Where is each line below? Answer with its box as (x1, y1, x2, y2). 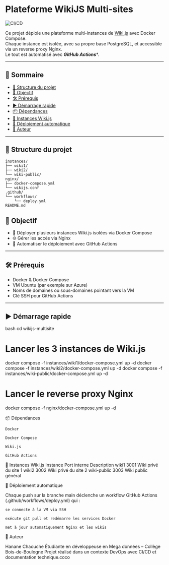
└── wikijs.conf (5, 185, 39, 190)
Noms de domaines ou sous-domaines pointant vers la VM (12, 287, 134, 293)
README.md (5, 203, 26, 208)
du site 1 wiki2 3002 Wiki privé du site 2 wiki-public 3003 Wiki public (5, 467, 148, 473)
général (5, 472, 21, 478)
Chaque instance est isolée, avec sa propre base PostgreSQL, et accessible (5, 40, 162, 46)
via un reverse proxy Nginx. (5, 46, 62, 52)
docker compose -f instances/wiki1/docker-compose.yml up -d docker (5, 359, 152, 366)
